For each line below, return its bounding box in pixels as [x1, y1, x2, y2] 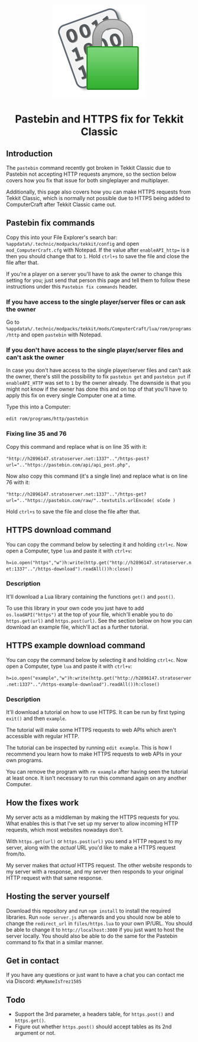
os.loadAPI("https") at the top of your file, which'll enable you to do [6, 610, 173, 618]
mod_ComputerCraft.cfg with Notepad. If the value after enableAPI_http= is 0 [6, 246, 190, 253]
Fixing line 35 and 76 [6, 430, 67, 438]
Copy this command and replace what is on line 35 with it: [6, 443, 147, 450]
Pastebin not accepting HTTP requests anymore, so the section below [6, 171, 177, 178]
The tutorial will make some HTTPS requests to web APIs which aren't [6, 726, 176, 733]
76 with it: [6, 478, 30, 485]
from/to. [6, 850, 26, 857]
